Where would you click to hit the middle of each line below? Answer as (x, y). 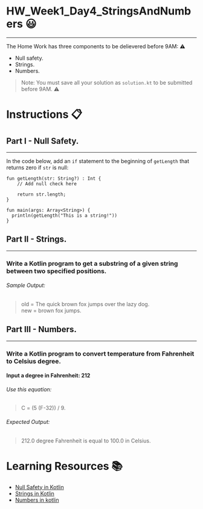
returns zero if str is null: (37, 167)
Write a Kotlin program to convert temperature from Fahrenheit (100, 353)
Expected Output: (28, 422)
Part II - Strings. (37, 239)
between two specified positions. (56, 271)
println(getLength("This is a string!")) (65, 216)
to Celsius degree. (34, 361)
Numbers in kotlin (37, 500)
